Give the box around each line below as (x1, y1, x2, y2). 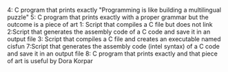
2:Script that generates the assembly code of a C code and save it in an (7, 27, 211, 36)
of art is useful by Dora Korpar (7, 57, 93, 64)
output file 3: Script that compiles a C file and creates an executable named (7, 35, 222, 43)
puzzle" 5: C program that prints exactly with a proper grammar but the (7, 13, 209, 21)
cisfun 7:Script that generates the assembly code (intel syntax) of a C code (7, 43, 220, 50)
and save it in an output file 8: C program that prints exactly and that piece (7, 49, 218, 58)
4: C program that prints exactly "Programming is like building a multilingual (7, 6, 222, 14)
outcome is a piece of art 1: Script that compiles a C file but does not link (7, 21, 214, 28)
